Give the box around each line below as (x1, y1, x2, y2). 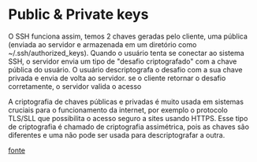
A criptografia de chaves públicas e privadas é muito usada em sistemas (8, 97, 244, 106)
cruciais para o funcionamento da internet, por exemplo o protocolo (8, 105, 229, 115)
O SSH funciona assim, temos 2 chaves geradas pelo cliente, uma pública (8, 31, 248, 41)
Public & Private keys (8, 6, 149, 24)
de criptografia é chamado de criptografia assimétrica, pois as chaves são (8, 122, 250, 131)
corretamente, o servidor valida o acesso (8, 81, 142, 91)
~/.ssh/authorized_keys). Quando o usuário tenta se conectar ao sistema (8, 48, 244, 57)
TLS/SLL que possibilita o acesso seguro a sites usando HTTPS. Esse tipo (8, 113, 248, 123)
